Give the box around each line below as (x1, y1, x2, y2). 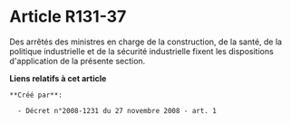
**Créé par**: (9, 90, 63, 99)
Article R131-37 (9, 6, 127, 27)
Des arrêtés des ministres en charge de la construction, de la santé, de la (9, 36, 283, 47)
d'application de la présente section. (9, 55, 146, 66)
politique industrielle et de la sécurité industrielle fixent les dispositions (9, 45, 274, 56)
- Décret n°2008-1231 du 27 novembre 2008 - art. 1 (17, 106, 218, 115)
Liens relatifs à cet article (9, 72, 107, 83)
